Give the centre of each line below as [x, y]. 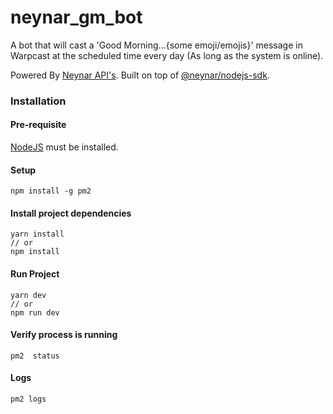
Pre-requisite [38, 125]
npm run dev [35, 312]
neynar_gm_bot [76, 17]
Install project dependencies [71, 213]
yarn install [37, 234]
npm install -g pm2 [51, 191]
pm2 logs [28, 399]
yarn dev [28, 295]
